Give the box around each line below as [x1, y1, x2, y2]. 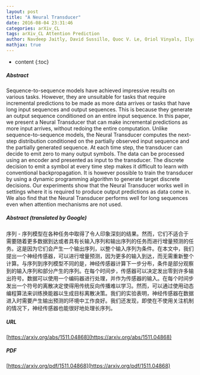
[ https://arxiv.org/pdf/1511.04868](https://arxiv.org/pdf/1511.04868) [6, 362, 171, 369]
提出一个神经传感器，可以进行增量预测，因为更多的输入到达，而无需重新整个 [6, 252, 194, 260]
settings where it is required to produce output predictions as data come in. [6, 188, 191, 195]
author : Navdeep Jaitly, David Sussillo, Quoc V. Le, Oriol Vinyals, [6, 36, 183, 42]
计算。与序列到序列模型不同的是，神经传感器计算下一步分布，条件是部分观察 [6, 260, 194, 267]
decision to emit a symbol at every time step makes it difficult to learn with [6, 162, 189, 170]
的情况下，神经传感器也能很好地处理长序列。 [6, 304, 116, 311]
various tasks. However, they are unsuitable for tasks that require [6, 93, 166, 100]
